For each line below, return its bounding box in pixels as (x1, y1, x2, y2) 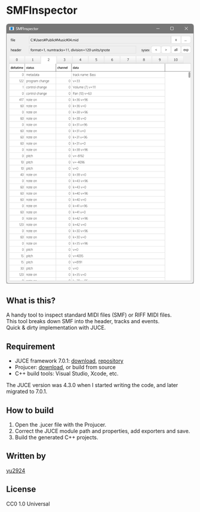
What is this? (6, 295, 56, 305)
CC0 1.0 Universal (6, 500, 51, 507)
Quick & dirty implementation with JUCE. (6, 324, 106, 332)
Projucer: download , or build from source (14, 364, 116, 371)
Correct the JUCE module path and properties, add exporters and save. (14, 427, 190, 434)
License (6, 485, 36, 495)
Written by (6, 451, 46, 461)
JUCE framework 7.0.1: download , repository (14, 357, 124, 364)
